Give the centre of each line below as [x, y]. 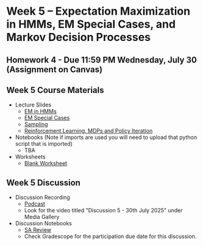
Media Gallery [42, 217]
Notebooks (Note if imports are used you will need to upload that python [106, 137]
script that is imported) [44, 144]
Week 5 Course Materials [55, 90]
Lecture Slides [33, 105]
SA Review [38, 230]
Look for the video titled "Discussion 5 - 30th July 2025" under [103, 211]
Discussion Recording [42, 198]
